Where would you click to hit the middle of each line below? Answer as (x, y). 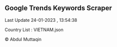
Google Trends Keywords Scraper (58, 8)
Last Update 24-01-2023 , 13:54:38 (41, 20)
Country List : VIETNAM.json (34, 30)
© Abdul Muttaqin (23, 39)
